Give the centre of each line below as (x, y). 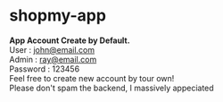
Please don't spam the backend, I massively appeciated (111, 88)
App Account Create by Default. (70, 40)
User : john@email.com (52, 49)
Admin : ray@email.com (53, 59)
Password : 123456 (45, 69)
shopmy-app (58, 16)
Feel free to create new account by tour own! (92, 78)
